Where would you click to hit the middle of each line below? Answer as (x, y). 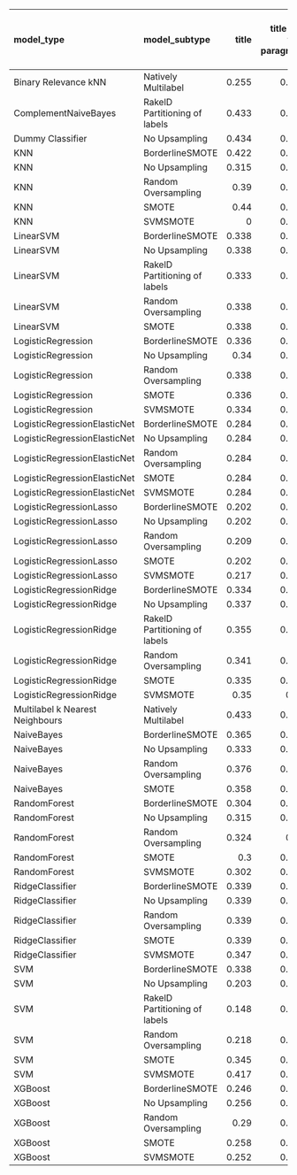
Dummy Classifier (50, 138)
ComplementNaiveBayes (65, 113)
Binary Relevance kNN (60, 82)
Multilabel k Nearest (55, 709)
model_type (39, 39)
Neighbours (38, 720)
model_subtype (176, 39)
